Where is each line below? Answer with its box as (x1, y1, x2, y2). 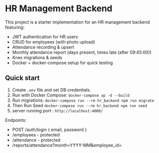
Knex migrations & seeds (12, 54, 62, 60)
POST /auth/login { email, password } (12, 127, 87, 132)
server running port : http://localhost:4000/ (12, 108, 103, 113)
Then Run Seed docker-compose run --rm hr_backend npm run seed (12, 102, 147, 108)
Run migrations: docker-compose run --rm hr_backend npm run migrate (12, 97, 155, 103)
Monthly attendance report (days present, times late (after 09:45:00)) (12, 49, 152, 55)
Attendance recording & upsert (12, 44, 75, 50)
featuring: (5, 24, 25, 30)
